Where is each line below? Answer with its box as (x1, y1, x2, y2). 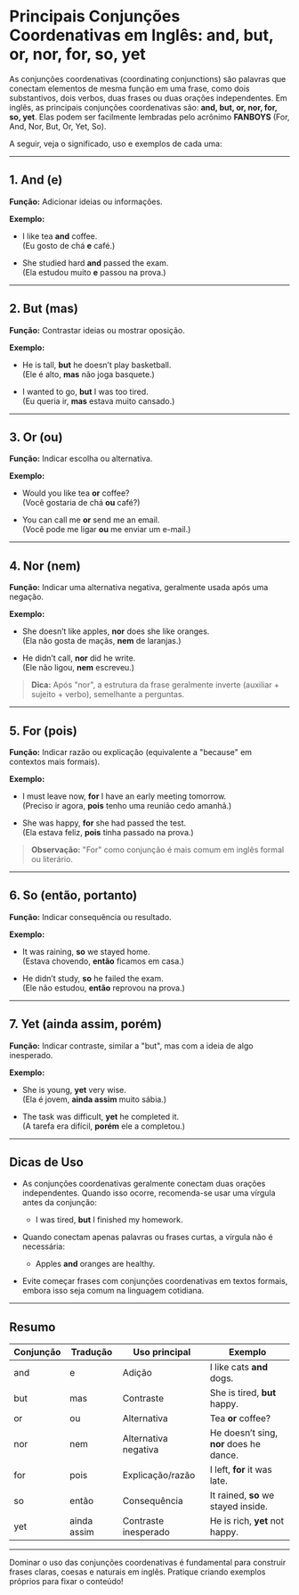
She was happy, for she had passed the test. (21, 818, 187, 828)
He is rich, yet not (209, 1515, 285, 1527)
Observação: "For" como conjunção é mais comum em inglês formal (30, 844, 285, 855)
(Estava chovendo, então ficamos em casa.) (21, 956, 185, 966)
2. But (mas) (9, 301, 78, 317)
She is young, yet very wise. (21, 1084, 127, 1095)
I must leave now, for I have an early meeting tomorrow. (21, 791, 227, 802)
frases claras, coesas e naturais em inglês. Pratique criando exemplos (9, 1566, 266, 1577)
